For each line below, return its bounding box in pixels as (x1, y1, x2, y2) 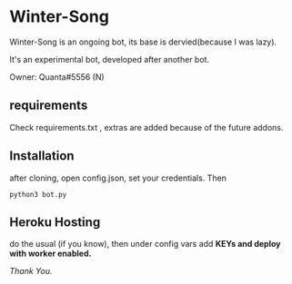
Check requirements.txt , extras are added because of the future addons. (9, 122, 284, 132)
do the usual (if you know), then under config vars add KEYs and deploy (9, 239, 281, 250)
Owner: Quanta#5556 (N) (9, 71, 105, 83)
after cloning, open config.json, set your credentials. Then (9, 172, 227, 183)
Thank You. (9, 266, 53, 277)
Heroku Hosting (9, 214, 101, 230)
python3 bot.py (9, 190, 67, 199)
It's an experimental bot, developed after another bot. (9, 54, 210, 64)
